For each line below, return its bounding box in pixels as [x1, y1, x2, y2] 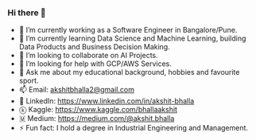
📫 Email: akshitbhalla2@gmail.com [18, 85, 134, 95]
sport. [18, 76, 39, 86]
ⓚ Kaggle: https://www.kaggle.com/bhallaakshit [18, 105, 178, 115]
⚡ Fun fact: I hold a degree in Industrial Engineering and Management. [18, 123, 248, 133]
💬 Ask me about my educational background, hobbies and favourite [18, 68, 240, 77]
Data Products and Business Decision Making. [18, 42, 170, 52]
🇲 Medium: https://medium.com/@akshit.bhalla [18, 114, 175, 123]
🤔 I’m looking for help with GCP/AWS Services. [18, 59, 173, 68]
